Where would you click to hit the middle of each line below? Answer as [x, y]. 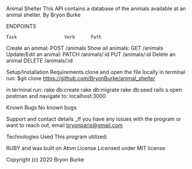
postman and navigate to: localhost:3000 [56, 96]
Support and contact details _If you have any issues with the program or [94, 119]
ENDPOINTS [21, 26]
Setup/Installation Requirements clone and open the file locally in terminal [96, 72]
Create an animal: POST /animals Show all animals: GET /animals [85, 48]
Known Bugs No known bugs [41, 108]
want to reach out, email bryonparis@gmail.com [64, 125]
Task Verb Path [54, 37]
